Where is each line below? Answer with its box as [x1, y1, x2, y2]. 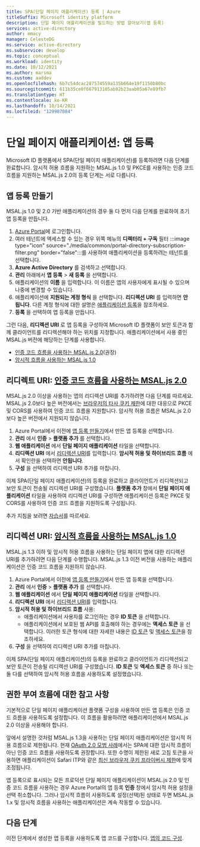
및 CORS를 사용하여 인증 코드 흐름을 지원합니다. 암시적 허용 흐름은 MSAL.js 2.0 [6, 407, 192, 414]
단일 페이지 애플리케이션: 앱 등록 [6, 136, 154, 150]
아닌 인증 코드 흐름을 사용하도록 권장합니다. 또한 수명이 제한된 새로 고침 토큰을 [6, 749, 187, 756]
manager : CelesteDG [6, 36, 55, 42]
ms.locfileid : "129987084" [6, 108, 73, 114]
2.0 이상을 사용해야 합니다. [6, 721, 68, 728]
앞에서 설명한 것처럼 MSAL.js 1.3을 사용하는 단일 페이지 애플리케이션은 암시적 [6, 734, 186, 741]
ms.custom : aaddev [6, 75, 52, 81]
